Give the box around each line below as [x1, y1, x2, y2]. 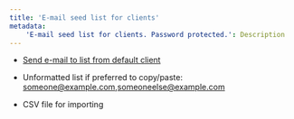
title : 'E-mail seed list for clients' [9, 13, 160, 23]
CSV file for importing [22, 99, 104, 110]
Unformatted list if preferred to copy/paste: [22, 72, 184, 83]
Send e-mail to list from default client [22, 55, 161, 66]
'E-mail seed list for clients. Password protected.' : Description [25, 30, 285, 39]
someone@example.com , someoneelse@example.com [22, 82, 225, 93]
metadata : [9, 22, 47, 31]
